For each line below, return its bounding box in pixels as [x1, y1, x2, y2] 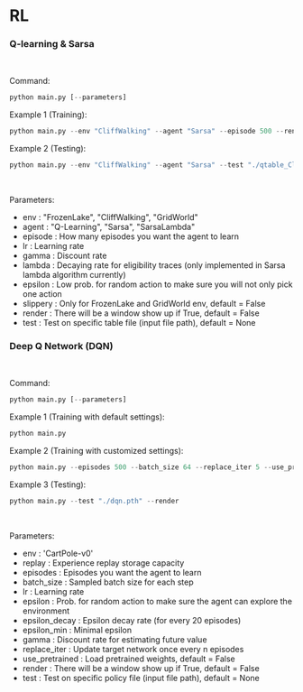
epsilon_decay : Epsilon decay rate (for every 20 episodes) [22, 614, 242, 625]
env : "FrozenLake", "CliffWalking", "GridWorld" [22, 212, 198, 223]
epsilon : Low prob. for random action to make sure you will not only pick [22, 279, 293, 290]
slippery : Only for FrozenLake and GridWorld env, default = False [22, 299, 266, 309]
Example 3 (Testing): [9, 479, 87, 490]
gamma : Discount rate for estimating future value [22, 633, 207, 645]
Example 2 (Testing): [9, 143, 87, 154]
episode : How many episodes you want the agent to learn [22, 231, 240, 242]
